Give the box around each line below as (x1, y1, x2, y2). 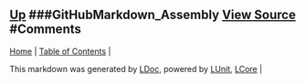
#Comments (9, 22, 82, 37)
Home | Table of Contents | (9, 46, 111, 57)
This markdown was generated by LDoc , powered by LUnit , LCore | (9, 63, 263, 74)
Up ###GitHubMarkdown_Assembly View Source (9, 7, 297, 23)
